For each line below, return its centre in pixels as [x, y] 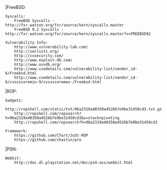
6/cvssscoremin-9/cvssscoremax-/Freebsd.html [53, 82]
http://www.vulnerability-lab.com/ [51, 47]
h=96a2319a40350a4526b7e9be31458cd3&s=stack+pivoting [62, 118]
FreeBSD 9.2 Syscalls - [39, 29]
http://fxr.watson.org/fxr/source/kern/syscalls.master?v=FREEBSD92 [78, 34]
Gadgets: [14, 100]
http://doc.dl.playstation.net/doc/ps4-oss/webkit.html [74, 162]
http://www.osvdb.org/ [38, 64]
